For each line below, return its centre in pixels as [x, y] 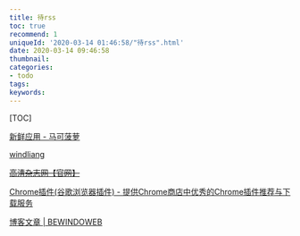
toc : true [28, 26]
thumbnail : [29, 59]
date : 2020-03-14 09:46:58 [59, 51]
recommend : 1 [33, 34]
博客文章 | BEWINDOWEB [56, 222]
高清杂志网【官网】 [45, 173]
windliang [27, 154]
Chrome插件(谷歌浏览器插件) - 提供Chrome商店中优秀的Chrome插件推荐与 [146, 191]
